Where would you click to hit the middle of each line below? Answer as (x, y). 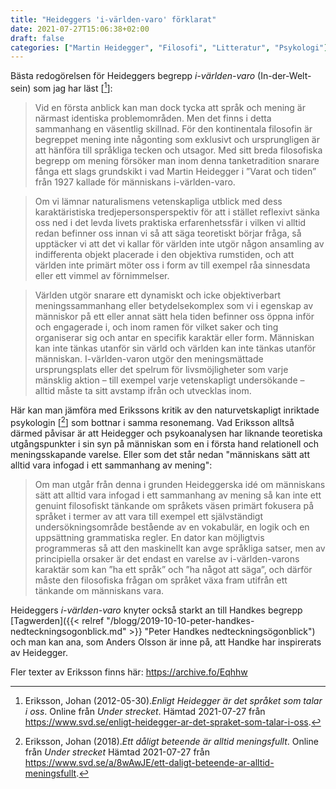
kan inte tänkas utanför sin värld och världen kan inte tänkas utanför (175, 348)
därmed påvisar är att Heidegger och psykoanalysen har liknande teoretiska (166, 433)
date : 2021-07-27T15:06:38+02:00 (80, 29)
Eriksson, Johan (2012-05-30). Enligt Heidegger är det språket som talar (173, 700)
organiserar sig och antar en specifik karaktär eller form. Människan (174, 337)
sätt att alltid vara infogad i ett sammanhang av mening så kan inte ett (178, 495)
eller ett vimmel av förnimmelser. (102, 275)
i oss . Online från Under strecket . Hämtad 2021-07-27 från (145, 711)
